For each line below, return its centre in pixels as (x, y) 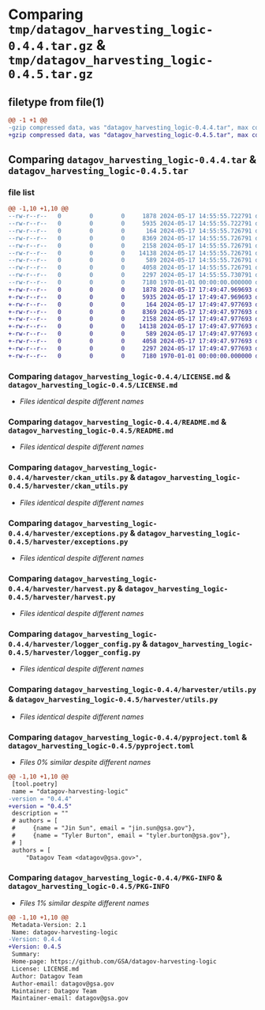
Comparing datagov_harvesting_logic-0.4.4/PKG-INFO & (116, 878)
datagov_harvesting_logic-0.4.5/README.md (91, 430)
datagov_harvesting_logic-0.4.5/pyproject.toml (101, 746)
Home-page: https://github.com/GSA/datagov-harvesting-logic (114, 962)
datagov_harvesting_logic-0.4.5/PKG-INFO (89, 887)
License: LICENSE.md (45, 969)
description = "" (40, 813)
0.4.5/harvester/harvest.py (62, 597)
